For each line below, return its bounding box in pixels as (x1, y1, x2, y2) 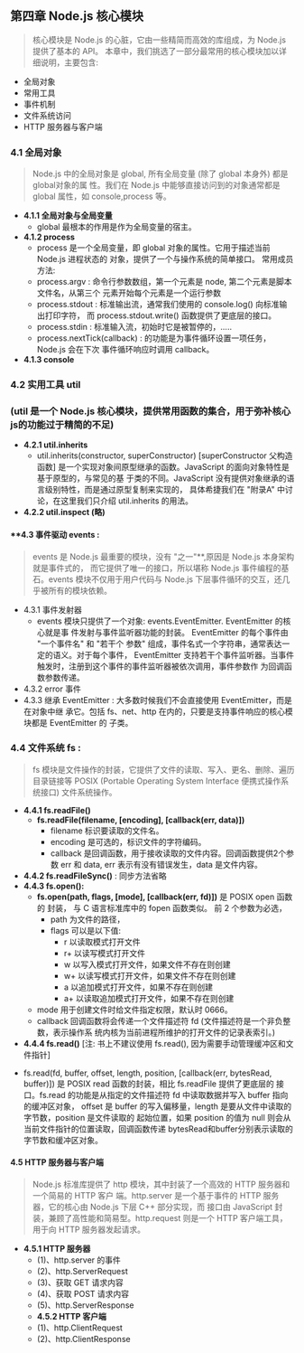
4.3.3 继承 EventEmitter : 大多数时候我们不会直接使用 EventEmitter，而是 (23, 694, 292, 705)
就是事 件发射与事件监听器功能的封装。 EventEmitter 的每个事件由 (44, 626, 289, 637)
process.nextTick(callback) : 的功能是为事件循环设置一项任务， (36, 333, 272, 343)
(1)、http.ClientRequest (36, 1322, 123, 1333)
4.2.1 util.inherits (23, 439, 88, 450)
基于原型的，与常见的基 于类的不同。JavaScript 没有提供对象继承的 (36, 473, 287, 484)
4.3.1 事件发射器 (23, 604, 82, 615)
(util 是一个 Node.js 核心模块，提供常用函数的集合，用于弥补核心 (10, 405, 291, 418)
